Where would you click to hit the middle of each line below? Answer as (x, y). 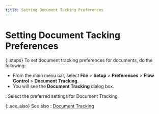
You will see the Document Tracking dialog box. (63, 86)
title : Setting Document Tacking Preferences (54, 10)
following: (16, 65)
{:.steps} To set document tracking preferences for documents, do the (79, 60)
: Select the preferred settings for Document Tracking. (62, 96)
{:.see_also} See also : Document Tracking (50, 106)
